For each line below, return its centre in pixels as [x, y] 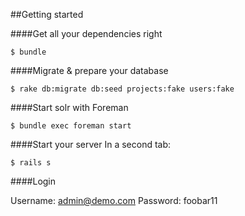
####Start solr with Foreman [69, 107]
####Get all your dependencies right [86, 33]
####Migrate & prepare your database [89, 70]
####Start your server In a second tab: [91, 144]
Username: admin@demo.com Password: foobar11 [114, 200]
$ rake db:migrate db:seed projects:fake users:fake [122, 89]
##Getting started [47, 14]
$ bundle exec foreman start [71, 126]
